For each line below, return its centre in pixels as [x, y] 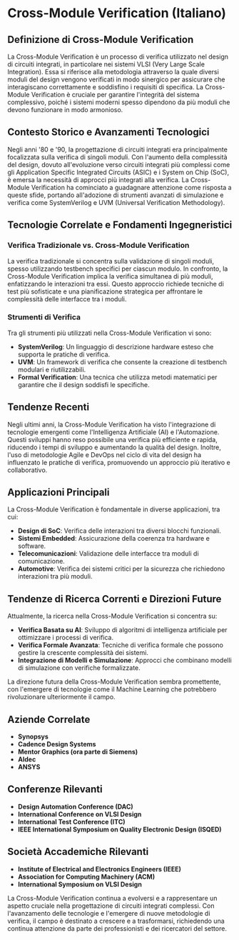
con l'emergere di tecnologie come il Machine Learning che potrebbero [112, 689]
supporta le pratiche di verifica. [64, 354]
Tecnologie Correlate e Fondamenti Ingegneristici [120, 225]
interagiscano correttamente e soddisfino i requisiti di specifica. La [105, 87]
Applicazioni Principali [59, 492]
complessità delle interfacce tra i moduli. [67, 299]
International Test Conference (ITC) [72, 821]
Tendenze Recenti [49, 407]
